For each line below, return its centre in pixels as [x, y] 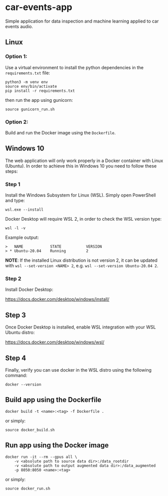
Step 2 [13, 278]
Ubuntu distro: [20, 333]
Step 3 [16, 315]
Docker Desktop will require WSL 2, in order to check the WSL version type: [83, 219]
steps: [12, 171]
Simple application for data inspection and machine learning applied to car [82, 21]
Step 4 [16, 358]
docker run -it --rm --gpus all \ [41, 457]
